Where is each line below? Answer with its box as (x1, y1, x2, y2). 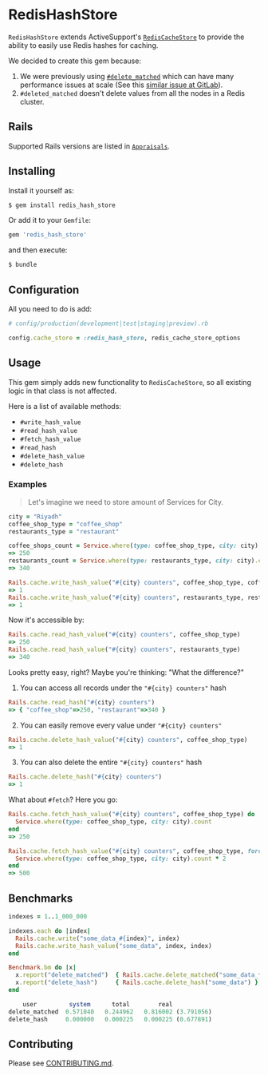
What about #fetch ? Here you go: (8, 795, 118, 804)
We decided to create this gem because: (8, 56, 142, 65)
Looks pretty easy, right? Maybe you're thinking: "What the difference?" (8, 667, 245, 676)
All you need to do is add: (8, 304, 93, 313)
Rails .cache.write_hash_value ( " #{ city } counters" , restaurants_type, (8, 593, 245, 601)
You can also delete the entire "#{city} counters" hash (19, 757, 202, 768)
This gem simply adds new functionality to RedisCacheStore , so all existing (8, 377, 251, 387)
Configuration (8, 283, 80, 296)
